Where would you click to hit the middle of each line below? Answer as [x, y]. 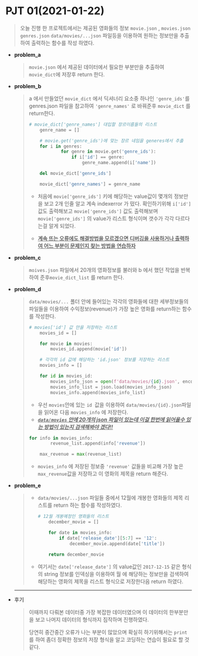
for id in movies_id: [66, 376]
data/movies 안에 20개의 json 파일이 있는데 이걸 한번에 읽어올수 [111, 420]
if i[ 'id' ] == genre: [98, 157]
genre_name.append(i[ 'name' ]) [119, 163]
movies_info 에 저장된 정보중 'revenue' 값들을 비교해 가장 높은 [111, 466]
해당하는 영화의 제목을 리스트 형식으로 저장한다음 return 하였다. [111, 581]
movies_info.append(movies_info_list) [98, 392]
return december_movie [77, 555]
